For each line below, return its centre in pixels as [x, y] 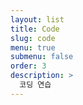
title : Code [35, 29]
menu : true [33, 47]
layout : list [37, 19]
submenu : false [42, 57]
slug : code [33, 38]
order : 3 [28, 66]
